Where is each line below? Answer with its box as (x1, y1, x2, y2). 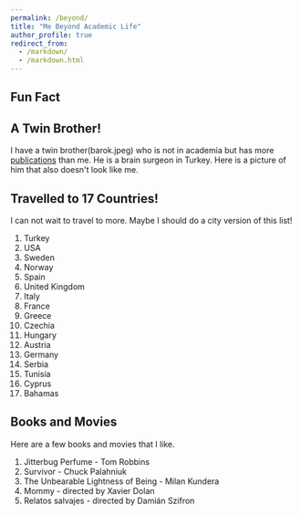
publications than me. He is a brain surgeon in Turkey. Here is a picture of (10, 154, 286, 165)
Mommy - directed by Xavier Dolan (23, 485, 155, 496)
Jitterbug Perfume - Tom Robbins (23, 456, 150, 467)
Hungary (23, 330, 57, 341)
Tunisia (23, 369, 51, 380)
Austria (23, 340, 51, 351)
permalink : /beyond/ (10, 13, 89, 23)
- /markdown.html (18, 56, 85, 65)
